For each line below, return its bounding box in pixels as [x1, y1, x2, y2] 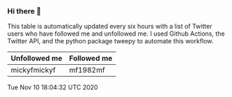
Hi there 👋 [7, 6, 42, 16]
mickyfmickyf [11, 66, 56, 75]
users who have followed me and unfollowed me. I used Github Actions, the [7, 29, 226, 38]
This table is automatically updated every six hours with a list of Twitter [7, 22, 212, 31]
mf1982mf [69, 66, 105, 75]
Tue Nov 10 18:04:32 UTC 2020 [7, 83, 98, 91]
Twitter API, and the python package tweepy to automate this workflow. [7, 37, 214, 45]
